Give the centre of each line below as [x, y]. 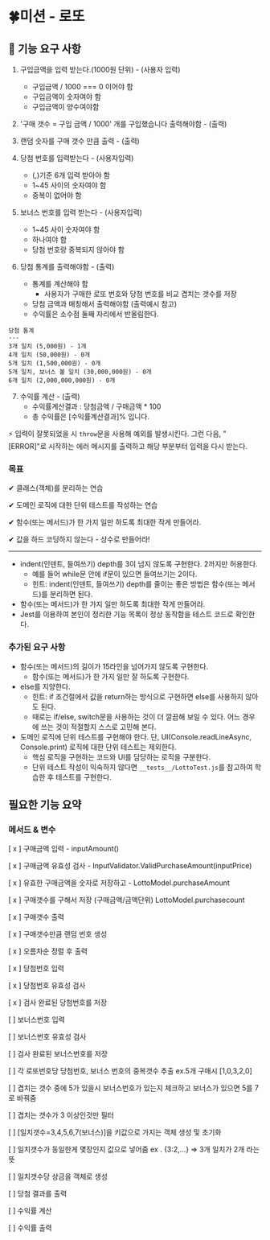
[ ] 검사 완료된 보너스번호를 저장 [58, 1054]
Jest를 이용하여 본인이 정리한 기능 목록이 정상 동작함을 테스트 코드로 [127, 614]
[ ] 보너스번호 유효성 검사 [47, 1037]
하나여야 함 [49, 239]
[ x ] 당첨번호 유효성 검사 [47, 986]
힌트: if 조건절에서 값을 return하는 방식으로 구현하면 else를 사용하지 [137, 696]
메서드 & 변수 [32, 830]
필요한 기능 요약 [45, 804]
